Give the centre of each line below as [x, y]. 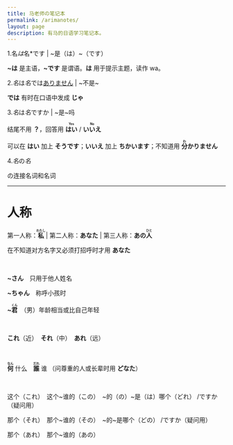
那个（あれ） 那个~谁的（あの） [53, 435]
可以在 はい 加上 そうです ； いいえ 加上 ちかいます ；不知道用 [94, 146]
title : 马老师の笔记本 [36, 14]
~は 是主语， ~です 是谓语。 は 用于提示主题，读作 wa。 [86, 68]
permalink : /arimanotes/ [43, 20]
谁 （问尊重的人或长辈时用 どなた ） [91, 369]
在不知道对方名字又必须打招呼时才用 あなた [69, 250]
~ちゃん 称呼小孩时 [37, 293]
